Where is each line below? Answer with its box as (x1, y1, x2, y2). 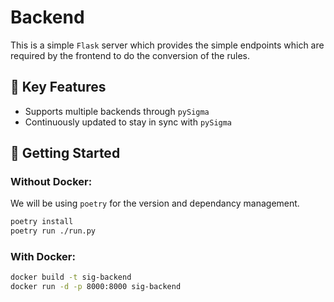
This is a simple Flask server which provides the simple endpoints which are (10, 39, 325, 51)
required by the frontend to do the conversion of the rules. (10, 49, 250, 61)
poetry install (10, 217, 74, 227)
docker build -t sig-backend (10, 272, 132, 283)
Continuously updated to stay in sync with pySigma (24, 116, 233, 128)
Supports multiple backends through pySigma (24, 105, 210, 117)
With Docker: (10, 250, 76, 264)
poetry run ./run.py (10, 226, 97, 236)
